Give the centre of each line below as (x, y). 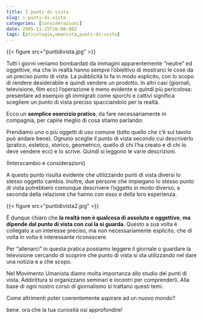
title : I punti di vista (37, 12)
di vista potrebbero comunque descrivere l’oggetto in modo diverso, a (93, 188)
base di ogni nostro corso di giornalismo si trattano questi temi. (85, 286)
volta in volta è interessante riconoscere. (57, 237)
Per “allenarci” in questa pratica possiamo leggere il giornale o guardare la (99, 249)
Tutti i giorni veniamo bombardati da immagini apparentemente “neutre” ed (99, 64)
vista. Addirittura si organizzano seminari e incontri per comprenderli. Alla (98, 280)
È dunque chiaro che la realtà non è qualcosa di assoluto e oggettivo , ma (98, 218)
